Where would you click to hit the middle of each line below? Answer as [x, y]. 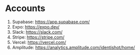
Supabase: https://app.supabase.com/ [51, 22]
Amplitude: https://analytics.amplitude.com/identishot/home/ [74, 47]
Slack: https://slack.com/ [37, 32]
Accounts [25, 8]
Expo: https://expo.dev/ [36, 27]
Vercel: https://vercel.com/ [39, 42]
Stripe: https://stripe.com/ [38, 37]
